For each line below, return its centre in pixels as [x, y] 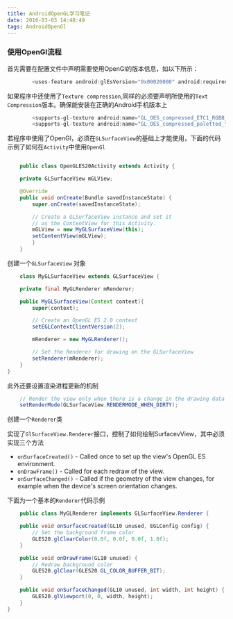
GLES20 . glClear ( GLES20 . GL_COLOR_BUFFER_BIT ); [99, 571]
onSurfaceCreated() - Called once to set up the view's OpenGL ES [111, 456]
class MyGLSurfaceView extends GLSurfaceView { [89, 276]
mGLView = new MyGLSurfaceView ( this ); [88, 230]
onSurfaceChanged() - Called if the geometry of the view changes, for [116, 479]
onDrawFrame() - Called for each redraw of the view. [90, 471]
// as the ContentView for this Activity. [94, 223]
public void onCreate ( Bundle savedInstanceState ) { [96, 198]
